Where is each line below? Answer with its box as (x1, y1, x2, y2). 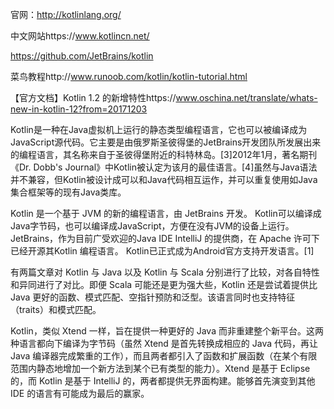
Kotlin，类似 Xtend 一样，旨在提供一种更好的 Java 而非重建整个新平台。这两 (10, 325, 324, 337)
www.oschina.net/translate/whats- (175, 92, 318, 103)
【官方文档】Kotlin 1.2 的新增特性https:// (10, 92, 177, 103)
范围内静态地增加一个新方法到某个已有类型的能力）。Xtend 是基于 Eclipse (10, 363, 311, 374)
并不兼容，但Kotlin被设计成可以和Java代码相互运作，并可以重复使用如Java (10, 174, 318, 185)
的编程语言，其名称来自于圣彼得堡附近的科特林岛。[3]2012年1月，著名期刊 (10, 149, 318, 160)
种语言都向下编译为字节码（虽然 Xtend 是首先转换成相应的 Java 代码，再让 (10, 338, 319, 349)
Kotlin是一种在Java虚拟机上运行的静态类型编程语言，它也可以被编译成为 (10, 124, 308, 135)
